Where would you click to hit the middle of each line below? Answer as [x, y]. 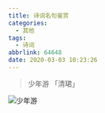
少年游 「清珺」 [53, 84]
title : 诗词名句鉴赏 [39, 16]
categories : [28, 23]
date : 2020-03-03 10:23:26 [53, 60]
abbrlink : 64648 [35, 53]
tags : [17, 38]
